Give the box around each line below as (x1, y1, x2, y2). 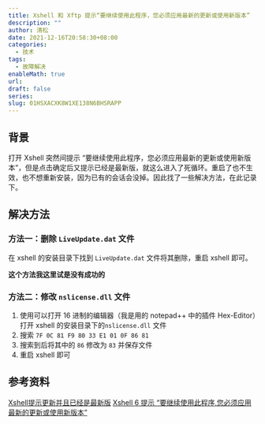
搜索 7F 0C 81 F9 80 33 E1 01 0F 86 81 (19, 330, 149, 340)
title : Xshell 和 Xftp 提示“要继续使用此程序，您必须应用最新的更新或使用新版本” (8, 11, 251, 20)
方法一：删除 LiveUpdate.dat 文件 (8, 233, 135, 244)
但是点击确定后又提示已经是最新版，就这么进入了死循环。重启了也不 (24, 162, 247, 172)
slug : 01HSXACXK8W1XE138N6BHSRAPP (8, 99, 122, 107)
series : (8, 92, 34, 100)
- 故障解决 (15, 63, 47, 71)
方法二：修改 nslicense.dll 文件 (8, 291, 131, 302)
